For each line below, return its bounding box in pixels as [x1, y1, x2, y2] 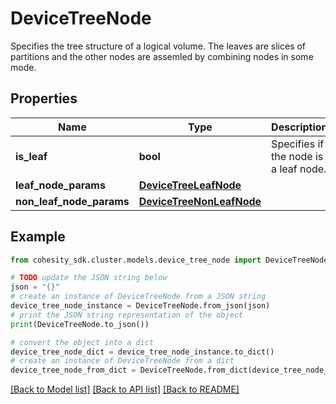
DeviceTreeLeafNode [138, 178, 242, 192]
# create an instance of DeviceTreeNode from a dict [10, 356, 235, 366]
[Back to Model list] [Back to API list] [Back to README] [10, 383, 240, 396]
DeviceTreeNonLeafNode [138, 194, 262, 208]
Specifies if [271, 137, 325, 151]
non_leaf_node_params [15, 194, 130, 208]
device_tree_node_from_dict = [10, 365, 137, 376]
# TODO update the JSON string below [10, 273, 168, 283]
